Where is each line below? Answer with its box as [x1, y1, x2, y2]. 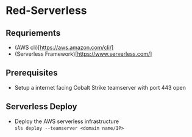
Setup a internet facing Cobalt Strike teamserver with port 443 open [14, 84, 187, 91]
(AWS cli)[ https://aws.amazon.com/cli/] [14, 44, 114, 51]
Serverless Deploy [5, 101, 77, 112]
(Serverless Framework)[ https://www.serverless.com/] [14, 50, 152, 58]
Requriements [5, 28, 61, 38]
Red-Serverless [5, 4, 87, 18]
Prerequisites [5, 68, 58, 78]
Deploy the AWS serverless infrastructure [14, 118, 119, 125]
